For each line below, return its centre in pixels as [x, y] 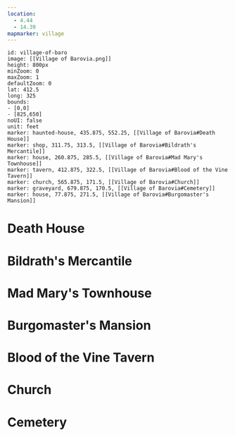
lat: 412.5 [23, 90]
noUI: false [25, 121]
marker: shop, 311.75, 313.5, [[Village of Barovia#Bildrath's [102, 145]
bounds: [19, 102]
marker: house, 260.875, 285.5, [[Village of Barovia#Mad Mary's [105, 158]
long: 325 [22, 96]
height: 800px [28, 65]
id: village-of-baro [38, 53]
